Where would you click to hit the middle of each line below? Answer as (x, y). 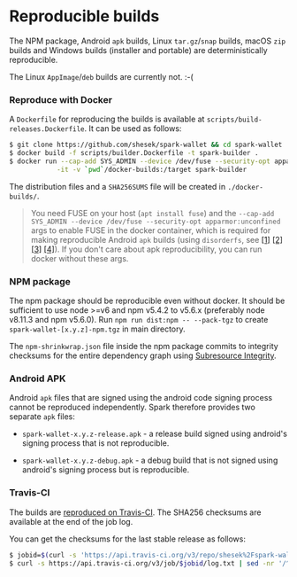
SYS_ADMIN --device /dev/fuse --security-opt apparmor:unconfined (156, 222)
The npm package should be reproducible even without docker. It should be (147, 301)
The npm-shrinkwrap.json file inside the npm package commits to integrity (144, 347)
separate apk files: (42, 417)
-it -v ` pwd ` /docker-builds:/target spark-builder (152, 169)
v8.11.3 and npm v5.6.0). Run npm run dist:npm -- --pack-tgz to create (139, 320)
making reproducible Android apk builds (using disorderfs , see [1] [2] (156, 239)
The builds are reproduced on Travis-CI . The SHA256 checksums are (135, 512)
